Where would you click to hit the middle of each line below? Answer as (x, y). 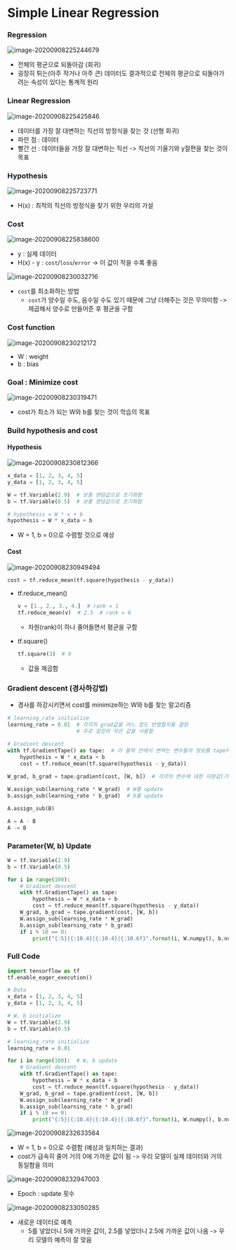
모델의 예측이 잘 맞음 (64, 1240)
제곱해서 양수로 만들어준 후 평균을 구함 (80, 309)
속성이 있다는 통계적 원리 (64, 82)
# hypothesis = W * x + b (45, 514)
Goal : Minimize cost (43, 382)
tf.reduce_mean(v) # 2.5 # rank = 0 (74, 613)
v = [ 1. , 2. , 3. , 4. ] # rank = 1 (68, 606)
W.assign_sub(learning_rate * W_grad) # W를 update (85, 789)
